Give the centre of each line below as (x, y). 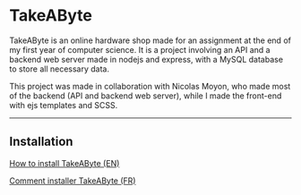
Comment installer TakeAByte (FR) (73, 181)
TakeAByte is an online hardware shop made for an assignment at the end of (150, 40)
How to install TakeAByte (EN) (64, 163)
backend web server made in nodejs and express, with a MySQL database (146, 59)
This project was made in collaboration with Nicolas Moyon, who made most (150, 86)
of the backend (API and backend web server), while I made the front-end (146, 96)
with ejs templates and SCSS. (64, 105)
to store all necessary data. (60, 69)
